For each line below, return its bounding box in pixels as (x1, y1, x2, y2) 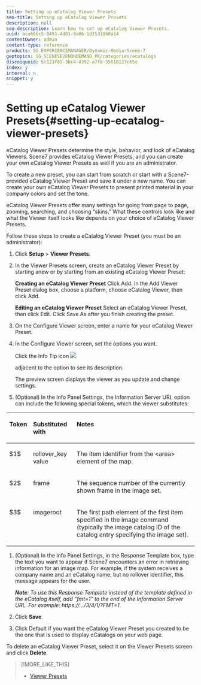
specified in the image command (77, 516, 169, 524)
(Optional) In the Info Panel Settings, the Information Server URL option (14, 393, 190, 401)
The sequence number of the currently (77, 479, 185, 487)
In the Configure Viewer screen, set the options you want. (14, 340, 157, 347)
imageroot (32, 508, 62, 517)
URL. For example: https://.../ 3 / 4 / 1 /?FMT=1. (14, 602, 121, 609)
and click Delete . (6, 649, 48, 656)
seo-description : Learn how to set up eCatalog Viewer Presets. (6, 25, 170, 32)
